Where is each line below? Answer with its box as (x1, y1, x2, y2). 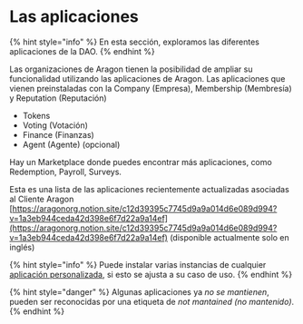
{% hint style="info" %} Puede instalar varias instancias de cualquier (9, 259, 267, 270)
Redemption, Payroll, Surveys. (9, 166, 122, 177)
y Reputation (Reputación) (9, 93, 107, 103)
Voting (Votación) (22, 120, 89, 131)
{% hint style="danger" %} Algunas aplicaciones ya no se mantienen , (9, 286, 269, 297)
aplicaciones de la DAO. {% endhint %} (9, 45, 156, 56)
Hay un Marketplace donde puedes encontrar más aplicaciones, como (9, 156, 272, 167)
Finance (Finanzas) (22, 129, 95, 140)
